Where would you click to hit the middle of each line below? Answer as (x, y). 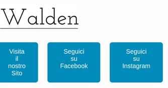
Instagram (137, 66)
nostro (17, 66)
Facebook (74, 66)
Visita (17, 52)
